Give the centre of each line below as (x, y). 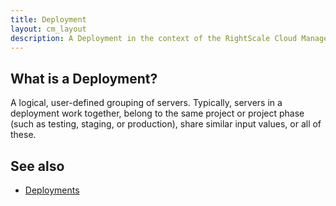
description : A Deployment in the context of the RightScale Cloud (154, 38)
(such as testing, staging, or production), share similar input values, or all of (166, 124)
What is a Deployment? (84, 78)
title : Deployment (48, 19)
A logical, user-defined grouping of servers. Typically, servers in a (146, 103)
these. (23, 135)
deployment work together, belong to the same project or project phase (157, 113)
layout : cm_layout (48, 29)
